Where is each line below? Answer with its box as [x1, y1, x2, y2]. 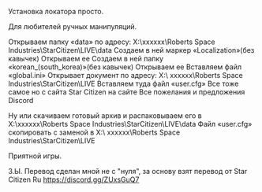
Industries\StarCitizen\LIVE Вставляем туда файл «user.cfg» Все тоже [8, 79, 239, 88]
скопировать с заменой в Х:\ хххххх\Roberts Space [8, 127, 181, 137]
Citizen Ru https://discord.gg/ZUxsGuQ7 [8, 175, 140, 184]
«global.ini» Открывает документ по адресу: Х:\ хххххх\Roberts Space [8, 71, 243, 79]
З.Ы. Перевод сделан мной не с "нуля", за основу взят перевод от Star [8, 167, 248, 175]
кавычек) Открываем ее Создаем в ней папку [8, 54, 164, 63]
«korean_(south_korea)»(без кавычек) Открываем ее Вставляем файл [8, 62, 242, 72]
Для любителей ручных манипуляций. [8, 22, 137, 31]
